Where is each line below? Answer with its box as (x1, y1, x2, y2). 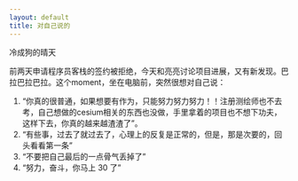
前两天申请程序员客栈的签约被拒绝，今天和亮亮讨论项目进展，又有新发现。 (9, 66, 281, 76)
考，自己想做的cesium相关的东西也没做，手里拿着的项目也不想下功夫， (21, 106, 282, 117)
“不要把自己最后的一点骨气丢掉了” (21, 151, 146, 161)
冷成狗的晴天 (9, 46, 56, 58)
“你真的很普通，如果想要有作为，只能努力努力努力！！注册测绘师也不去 (21, 95, 282, 106)
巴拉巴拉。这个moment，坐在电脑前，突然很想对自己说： (16, 76, 226, 87)
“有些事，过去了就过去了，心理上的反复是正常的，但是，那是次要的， (21, 129, 275, 139)
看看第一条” (29, 139, 73, 151)
